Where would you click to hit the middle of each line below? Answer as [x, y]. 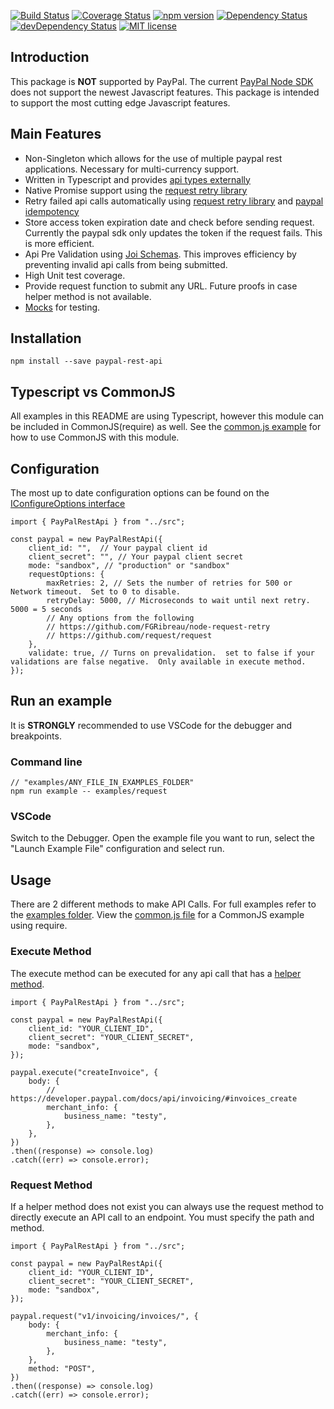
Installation [46, 338]
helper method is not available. [88, 296]
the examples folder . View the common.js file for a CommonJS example [157, 915]
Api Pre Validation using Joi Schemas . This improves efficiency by [160, 254]
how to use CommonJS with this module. [95, 437]
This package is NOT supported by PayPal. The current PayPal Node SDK [162, 81]
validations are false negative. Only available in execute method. [158, 662]
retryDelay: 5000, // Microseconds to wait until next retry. [178, 601]
